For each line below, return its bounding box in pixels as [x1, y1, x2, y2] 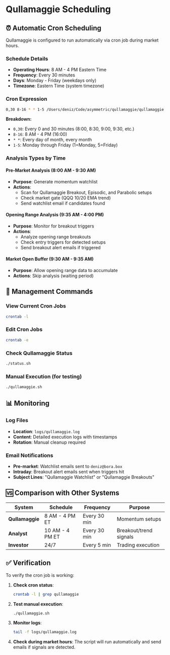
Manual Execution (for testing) [6, 373, 82, 380]
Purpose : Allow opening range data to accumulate [13, 267, 118, 273]
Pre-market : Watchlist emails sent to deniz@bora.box [13, 464, 123, 470]
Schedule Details [6, 55, 48, 62]
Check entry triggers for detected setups [20, 239, 106, 245]
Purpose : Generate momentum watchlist [13, 178, 98, 184]
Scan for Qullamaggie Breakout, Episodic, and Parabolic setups [20, 189, 152, 196]
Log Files [6, 417, 28, 424]
